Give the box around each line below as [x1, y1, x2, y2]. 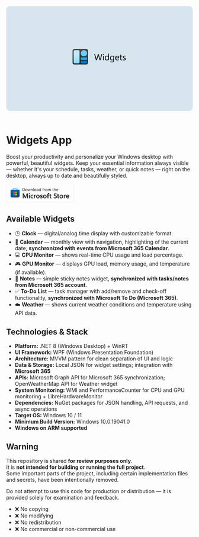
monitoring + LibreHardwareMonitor [14, 393, 103, 400]
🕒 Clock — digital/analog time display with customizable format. [14, 230, 174, 237]
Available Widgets [6, 213, 75, 224]
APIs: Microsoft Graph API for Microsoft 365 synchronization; [14, 374, 165, 381]
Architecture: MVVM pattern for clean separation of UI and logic [14, 355, 174, 362]
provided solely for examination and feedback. [6, 494, 120, 501]
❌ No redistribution [14, 519, 62, 526]
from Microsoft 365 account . [14, 282, 88, 289]
